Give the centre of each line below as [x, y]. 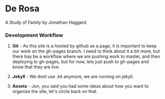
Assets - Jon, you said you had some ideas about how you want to [81, 86]
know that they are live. [36, 67]
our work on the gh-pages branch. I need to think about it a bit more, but [86, 51]
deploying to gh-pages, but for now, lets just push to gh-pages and [81, 62]
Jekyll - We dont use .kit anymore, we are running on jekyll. [73, 77]
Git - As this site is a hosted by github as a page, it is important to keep [84, 46]
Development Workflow [34, 35]
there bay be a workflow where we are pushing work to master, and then [86, 56]
